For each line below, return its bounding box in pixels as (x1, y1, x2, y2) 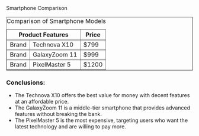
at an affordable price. (14, 98, 69, 105)
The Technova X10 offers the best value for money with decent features (14, 92, 190, 99)
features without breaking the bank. (14, 111, 102, 118)
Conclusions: (6, 78, 46, 87)
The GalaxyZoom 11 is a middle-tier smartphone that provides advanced (14, 104, 191, 111)
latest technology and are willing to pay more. (14, 123, 126, 130)
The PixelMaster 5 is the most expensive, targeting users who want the (14, 117, 188, 124)
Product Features (18, 31, 69, 39)
